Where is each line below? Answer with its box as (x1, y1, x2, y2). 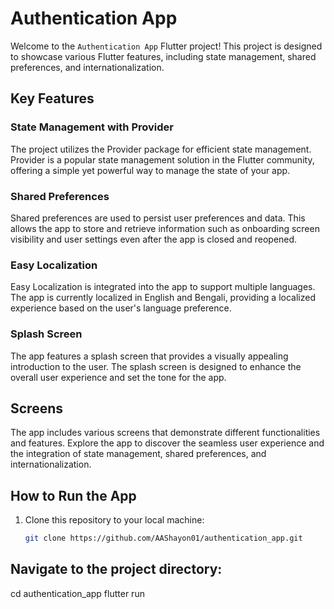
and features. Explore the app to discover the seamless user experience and (10, 437, 325, 449)
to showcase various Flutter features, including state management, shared (10, 50, 317, 62)
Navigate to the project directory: (10, 561, 223, 578)
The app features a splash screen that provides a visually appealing (10, 350, 289, 362)
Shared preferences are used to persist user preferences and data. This (10, 212, 306, 224)
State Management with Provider (10, 120, 174, 134)
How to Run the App (10, 487, 137, 504)
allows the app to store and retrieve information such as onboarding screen (10, 222, 320, 234)
